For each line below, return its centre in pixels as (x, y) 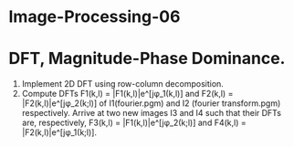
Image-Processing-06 (94, 17)
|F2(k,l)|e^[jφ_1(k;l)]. (59, 132)
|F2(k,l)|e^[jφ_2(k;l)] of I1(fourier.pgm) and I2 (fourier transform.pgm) (151, 103)
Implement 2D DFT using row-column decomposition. (123, 84)
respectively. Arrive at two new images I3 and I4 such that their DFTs (152, 113)
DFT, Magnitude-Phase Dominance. (147, 59)
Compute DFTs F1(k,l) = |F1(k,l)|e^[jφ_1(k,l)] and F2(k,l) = (127, 94)
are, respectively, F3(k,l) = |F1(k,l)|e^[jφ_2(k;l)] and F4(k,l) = (134, 123)
